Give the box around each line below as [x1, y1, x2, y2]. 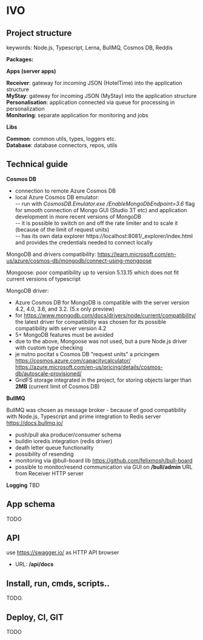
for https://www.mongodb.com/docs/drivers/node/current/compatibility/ [15, 311, 196, 319]
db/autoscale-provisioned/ [15, 370, 82, 377]
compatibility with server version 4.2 [15, 325, 107, 332]
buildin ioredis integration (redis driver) [15, 437, 113, 444]
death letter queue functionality [15, 444, 94, 451]
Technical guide [6, 159, 68, 170]
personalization [6, 105, 45, 112]
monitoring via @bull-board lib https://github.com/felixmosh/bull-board [15, 456, 193, 464]
